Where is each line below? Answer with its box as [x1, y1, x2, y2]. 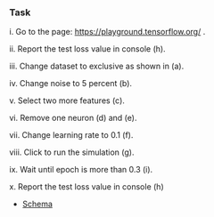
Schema [21, 198, 53, 210]
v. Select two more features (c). [9, 95, 125, 106]
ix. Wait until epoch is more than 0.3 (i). [9, 165, 153, 175]
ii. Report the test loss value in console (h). [9, 44, 167, 54]
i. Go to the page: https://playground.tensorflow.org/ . [9, 27, 206, 37]
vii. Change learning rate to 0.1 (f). [9, 130, 134, 141]
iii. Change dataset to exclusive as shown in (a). [9, 60, 185, 72]
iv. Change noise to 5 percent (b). [9, 78, 132, 89]
